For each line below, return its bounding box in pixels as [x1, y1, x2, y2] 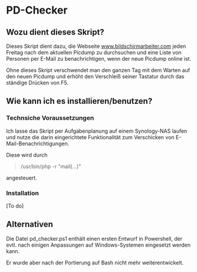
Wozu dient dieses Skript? [6, 27, 104, 37]
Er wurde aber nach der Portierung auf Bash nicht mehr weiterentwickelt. [6, 259, 184, 266]
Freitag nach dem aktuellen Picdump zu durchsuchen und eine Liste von [6, 49, 182, 56]
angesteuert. [6, 174, 37, 181]
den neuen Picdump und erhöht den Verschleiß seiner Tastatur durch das [6, 73, 185, 80]
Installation [6, 189, 40, 197]
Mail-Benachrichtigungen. [6, 140, 70, 147]
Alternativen [6, 219, 53, 230]
